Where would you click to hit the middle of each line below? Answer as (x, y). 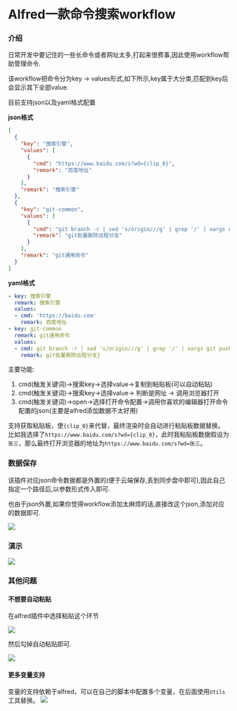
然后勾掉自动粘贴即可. (40, 644)
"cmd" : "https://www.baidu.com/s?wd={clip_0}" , (104, 163)
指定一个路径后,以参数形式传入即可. (59, 489)
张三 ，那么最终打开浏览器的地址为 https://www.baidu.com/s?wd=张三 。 (107, 443)
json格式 (21, 118)
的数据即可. (25, 512)
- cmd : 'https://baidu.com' (56, 316)
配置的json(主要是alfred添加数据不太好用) (78, 411)
